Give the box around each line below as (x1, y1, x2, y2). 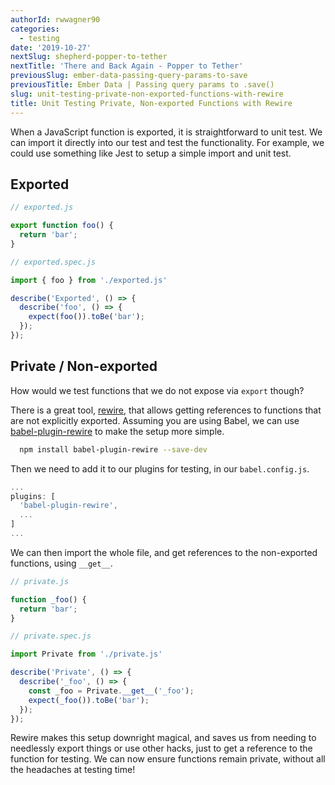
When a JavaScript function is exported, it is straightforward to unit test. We (10, 126, 323, 138)
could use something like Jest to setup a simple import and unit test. (10, 147, 292, 159)
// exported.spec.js (10, 257, 97, 267)
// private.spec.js (10, 631, 92, 641)
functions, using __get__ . (10, 557, 113, 569)
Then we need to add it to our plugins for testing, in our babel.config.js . (10, 462, 310, 475)
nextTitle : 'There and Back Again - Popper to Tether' (10, 61, 244, 71)
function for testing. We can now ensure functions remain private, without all (10, 753, 326, 765)
